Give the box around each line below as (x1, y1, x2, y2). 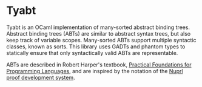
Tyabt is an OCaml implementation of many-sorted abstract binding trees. (6, 24, 190, 31)
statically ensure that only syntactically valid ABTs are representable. (6, 49, 178, 56)
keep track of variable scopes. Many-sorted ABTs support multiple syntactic (6, 36, 197, 43)
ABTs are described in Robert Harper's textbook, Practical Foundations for (6, 61, 192, 68)
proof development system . (6, 74, 75, 81)
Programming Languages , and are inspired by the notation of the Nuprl (6, 67, 183, 74)
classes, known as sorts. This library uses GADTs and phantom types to (6, 43, 186, 50)
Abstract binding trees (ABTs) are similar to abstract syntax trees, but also (6, 30, 191, 37)
